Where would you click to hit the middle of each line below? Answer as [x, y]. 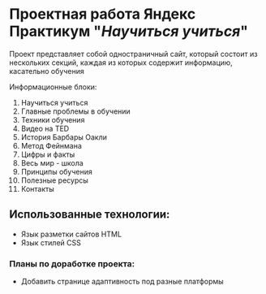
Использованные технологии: [90, 215]
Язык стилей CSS [51, 242]
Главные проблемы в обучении [75, 111]
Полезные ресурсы [54, 180]
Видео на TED [45, 128]
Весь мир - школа [52, 162]
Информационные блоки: [53, 87]
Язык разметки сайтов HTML [71, 234]
